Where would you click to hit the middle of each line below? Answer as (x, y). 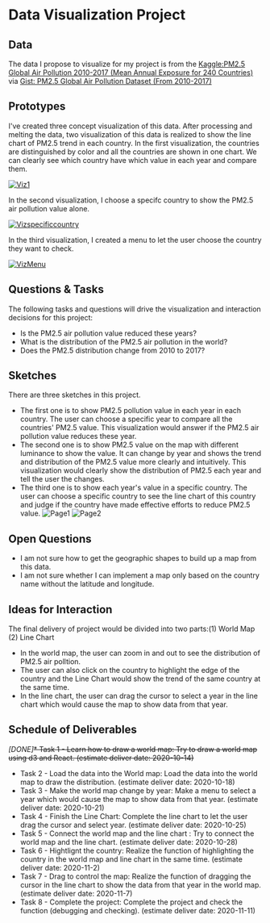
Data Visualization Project (97, 15)
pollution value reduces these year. (78, 436)
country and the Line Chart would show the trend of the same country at (140, 679)
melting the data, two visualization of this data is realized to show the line (130, 134)
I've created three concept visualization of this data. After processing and (130, 126)
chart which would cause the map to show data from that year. (124, 704)
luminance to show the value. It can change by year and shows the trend (141, 453)
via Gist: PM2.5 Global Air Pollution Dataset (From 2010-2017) (110, 81)
